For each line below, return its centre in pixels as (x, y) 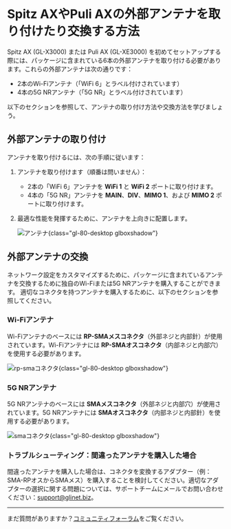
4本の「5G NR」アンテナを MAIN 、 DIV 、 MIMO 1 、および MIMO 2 (121, 195)
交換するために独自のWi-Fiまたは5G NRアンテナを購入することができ (117, 283)
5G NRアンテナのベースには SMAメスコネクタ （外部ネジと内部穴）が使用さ (114, 404)
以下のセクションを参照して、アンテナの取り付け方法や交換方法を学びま (109, 107)
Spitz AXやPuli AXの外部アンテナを (108, 14)
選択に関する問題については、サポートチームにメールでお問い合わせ (127, 489)
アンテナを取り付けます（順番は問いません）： (81, 172)
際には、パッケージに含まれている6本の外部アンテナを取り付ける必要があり (114, 60)
